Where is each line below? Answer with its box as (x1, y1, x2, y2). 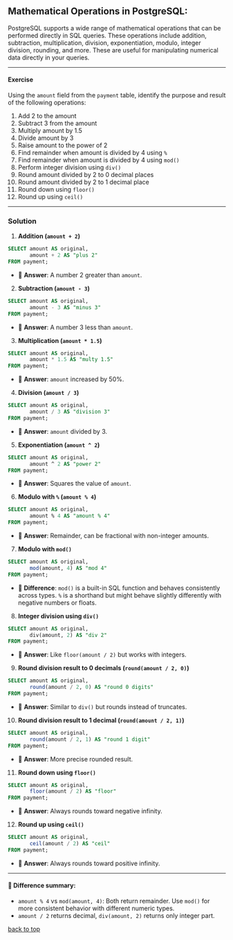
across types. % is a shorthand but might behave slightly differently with (17, 591, 222, 599)
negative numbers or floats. (17, 598, 97, 607)
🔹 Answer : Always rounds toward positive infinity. (17, 859, 160, 867)
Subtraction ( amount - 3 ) (17, 284, 91, 293)
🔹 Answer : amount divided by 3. (17, 427, 108, 435)
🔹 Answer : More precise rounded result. (17, 755, 133, 763)
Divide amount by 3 (17, 134, 74, 142)
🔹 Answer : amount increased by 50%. (17, 375, 124, 383)
